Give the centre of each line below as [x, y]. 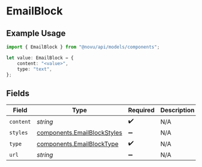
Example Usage [36, 33]
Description [177, 111]
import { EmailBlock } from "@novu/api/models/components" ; [83, 47]
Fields [18, 93]
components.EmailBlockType [78, 144]
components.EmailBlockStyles [80, 133]
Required [142, 111]
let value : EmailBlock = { [40, 58]
